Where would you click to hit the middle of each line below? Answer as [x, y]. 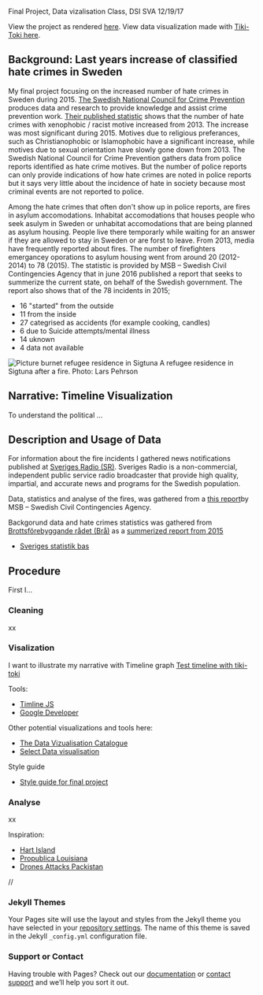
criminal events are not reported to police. [76, 191]
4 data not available [52, 347]
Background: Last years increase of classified [123, 59]
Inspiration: [26, 835]
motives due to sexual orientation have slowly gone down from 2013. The [127, 150]
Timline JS [37, 704]
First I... [20, 590]
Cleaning [26, 611]
